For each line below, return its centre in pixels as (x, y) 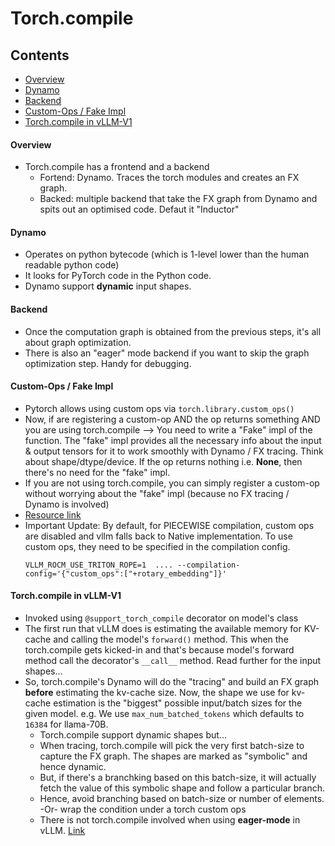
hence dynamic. (73, 767)
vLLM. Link (62, 831)
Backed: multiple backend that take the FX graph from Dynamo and (178, 199)
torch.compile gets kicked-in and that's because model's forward (159, 650)
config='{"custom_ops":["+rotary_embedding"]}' (125, 573)
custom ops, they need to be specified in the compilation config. (157, 546)
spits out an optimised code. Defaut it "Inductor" (139, 209)
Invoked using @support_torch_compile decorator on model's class (161, 618)
